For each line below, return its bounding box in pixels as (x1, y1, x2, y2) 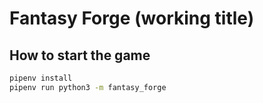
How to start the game (9, 47, 151, 64)
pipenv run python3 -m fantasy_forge (9, 82, 167, 92)
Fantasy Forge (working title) (9, 7, 255, 30)
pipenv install (9, 73, 73, 83)
